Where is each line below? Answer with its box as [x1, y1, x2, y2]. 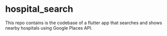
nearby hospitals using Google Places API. [5, 25, 92, 31]
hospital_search [5, 3, 73, 15]
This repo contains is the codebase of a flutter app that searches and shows [5, 20, 162, 26]
